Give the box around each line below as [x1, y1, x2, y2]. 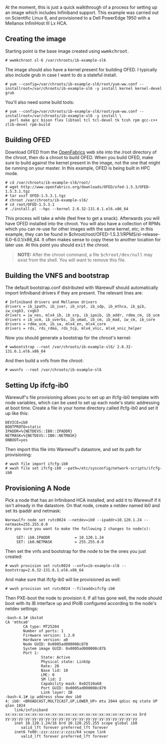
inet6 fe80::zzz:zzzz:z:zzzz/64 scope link [14, 729, 106, 734]
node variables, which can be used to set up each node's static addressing [5, 400, 160, 406]
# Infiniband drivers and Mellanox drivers [5, 300, 97, 305]
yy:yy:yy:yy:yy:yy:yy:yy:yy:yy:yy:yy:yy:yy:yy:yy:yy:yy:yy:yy [5, 716, 137, 721]
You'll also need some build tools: [5, 99, 74, 105]
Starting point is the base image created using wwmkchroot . [5, 48, 129, 54]
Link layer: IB [40, 690, 72, 695]
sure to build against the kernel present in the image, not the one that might [5, 160, 160, 166]
